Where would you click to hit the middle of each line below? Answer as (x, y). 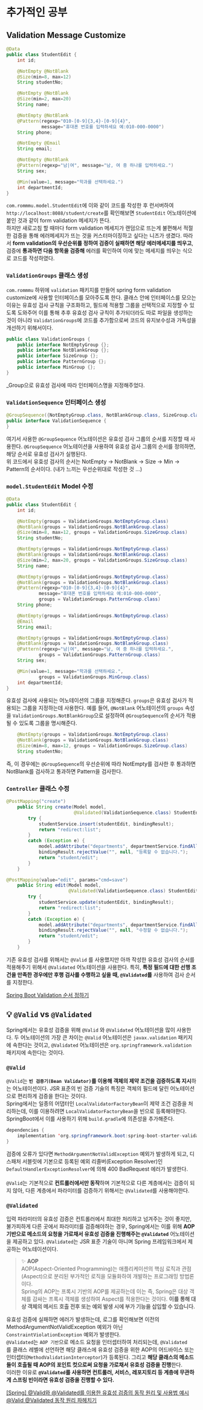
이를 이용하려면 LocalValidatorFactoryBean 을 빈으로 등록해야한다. (108, 1111)
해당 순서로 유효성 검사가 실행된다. (47, 453)
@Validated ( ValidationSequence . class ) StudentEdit (134, 891)
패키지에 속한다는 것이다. (35, 1052)
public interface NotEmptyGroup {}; (63, 345)
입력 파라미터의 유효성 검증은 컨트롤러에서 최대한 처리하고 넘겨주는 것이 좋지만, (99, 1218)
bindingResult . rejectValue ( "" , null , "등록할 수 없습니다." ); (113, 852)
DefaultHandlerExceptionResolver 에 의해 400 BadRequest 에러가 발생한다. (97, 1169)
